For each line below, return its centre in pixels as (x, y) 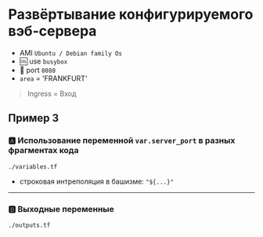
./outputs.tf (29, 225)
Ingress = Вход (52, 93)
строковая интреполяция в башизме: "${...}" (97, 181)
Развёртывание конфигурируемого (131, 15)
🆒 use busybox (43, 61)
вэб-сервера (52, 31)
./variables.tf (33, 166)
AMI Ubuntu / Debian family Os (71, 53)
